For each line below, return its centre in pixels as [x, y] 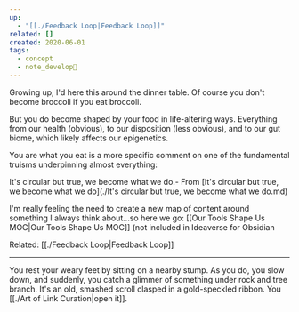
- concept [35, 59]
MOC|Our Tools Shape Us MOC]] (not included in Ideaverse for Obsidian [142, 227]
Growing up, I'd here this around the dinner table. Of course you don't [137, 92]
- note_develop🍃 [47, 68]
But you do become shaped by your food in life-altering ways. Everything [143, 119]
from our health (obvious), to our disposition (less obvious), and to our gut [145, 128]
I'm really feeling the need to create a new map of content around [129, 208]
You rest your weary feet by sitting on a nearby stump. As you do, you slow [147, 270]
